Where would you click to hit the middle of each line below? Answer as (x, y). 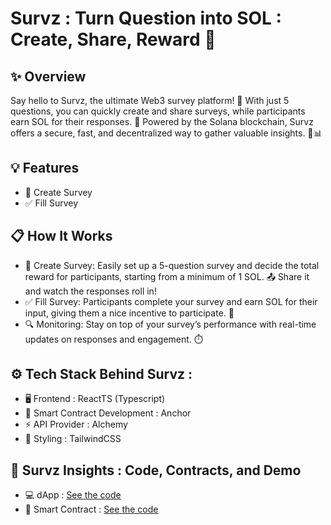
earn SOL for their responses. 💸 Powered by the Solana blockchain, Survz (162, 121)
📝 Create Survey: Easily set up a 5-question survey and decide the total (172, 265)
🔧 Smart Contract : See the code (91, 509)
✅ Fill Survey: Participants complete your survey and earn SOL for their (171, 301)
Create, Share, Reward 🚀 (113, 39)
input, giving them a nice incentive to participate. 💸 (129, 313)
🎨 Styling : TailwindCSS (73, 439)
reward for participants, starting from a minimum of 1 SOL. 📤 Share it (167, 276)
